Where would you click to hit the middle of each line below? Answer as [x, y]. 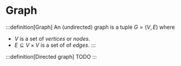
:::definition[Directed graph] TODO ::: [51, 56]
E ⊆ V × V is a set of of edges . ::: [55, 45]
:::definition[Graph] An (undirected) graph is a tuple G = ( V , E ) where [90, 27]
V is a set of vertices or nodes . [52, 38]
